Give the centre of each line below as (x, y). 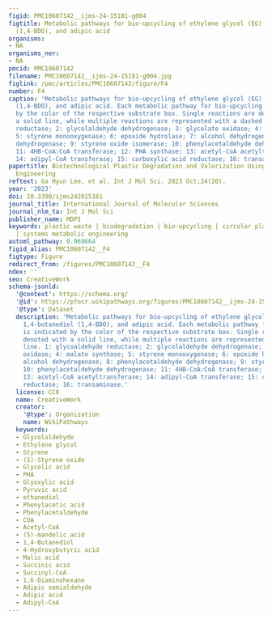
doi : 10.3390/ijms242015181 (56, 196)
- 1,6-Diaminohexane (50, 580)
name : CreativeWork (49, 400)
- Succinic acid (43, 565)
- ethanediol (38, 497)
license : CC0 (38, 392)
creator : (30, 407)
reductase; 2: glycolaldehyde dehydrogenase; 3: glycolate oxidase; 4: (139, 129)
